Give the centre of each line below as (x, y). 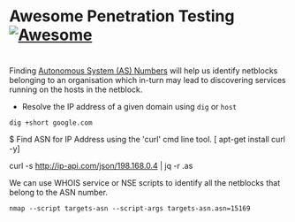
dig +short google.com (51, 123)
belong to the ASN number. (59, 193)
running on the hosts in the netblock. (76, 89)
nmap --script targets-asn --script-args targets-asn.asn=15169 (130, 209)
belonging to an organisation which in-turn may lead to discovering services (148, 80)
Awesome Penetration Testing (122, 16)
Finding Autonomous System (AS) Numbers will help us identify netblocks (144, 71)
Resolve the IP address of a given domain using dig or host (129, 107)
